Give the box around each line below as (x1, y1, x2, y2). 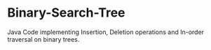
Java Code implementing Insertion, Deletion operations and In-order (7, 28, 205, 36)
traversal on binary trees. (7, 35, 80, 43)
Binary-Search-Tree (7, 5, 125, 21)
